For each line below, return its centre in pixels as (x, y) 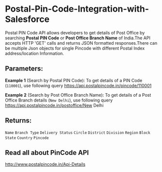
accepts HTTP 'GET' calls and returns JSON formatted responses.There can (81, 43)
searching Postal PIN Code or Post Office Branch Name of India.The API (78, 38)
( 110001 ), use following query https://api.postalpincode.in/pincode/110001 (78, 86)
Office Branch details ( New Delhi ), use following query (59, 100)
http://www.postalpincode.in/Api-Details (45, 164)
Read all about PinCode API (47, 152)
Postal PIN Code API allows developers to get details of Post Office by (75, 33)
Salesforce (27, 19)
